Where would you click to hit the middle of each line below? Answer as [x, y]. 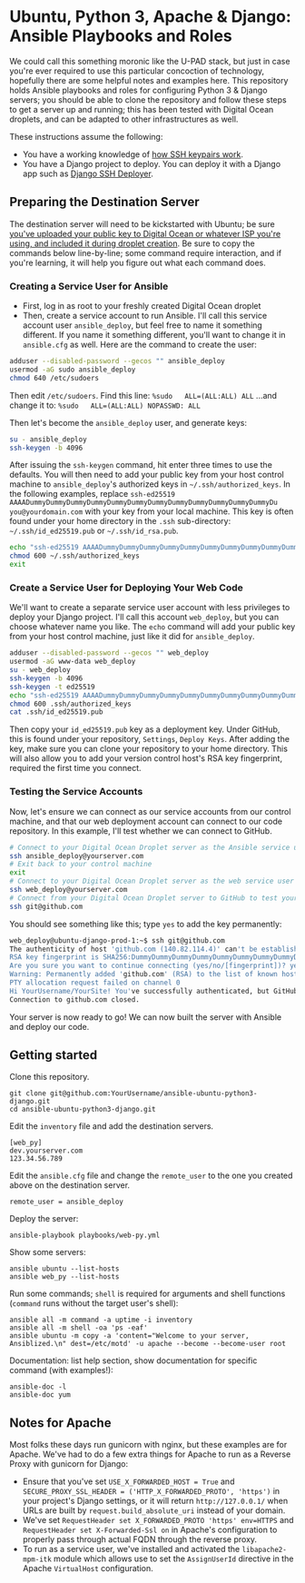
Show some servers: [48, 1252]
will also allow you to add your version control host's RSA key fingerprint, [146, 758]
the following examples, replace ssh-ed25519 [92, 494]
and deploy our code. [49, 1026]
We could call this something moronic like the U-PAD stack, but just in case [150, 61]
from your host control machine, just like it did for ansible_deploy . [132, 637]
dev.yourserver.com [46, 1151]
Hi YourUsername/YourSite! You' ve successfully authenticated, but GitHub [154, 991]
